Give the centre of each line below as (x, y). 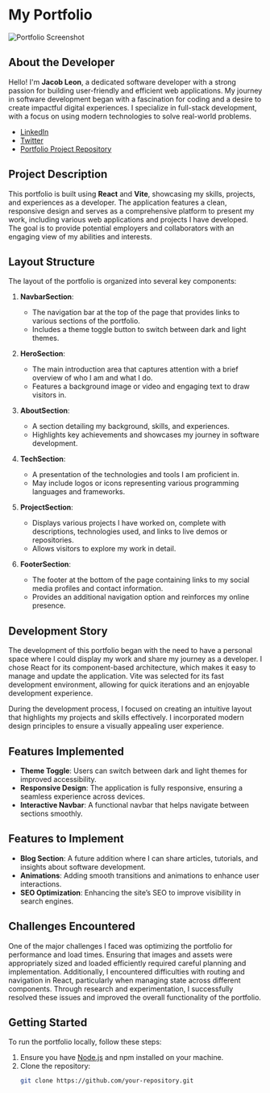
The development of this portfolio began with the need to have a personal (130, 650)
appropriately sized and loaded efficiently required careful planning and (127, 963)
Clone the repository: (55, 1066)
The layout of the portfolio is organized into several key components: (123, 281)
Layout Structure (52, 262)
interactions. (41, 883)
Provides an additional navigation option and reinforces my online (141, 597)
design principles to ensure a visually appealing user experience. (116, 726)
